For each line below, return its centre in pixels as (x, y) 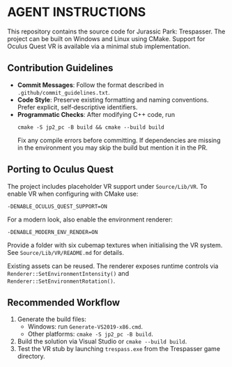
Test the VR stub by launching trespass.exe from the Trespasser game (119, 349)
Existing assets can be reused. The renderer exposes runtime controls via (113, 266)
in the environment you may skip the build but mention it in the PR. (112, 148)
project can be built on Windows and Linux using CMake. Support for (106, 38)
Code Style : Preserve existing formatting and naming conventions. (113, 100)
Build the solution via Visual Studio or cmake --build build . (102, 341)
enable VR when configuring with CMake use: (73, 194)
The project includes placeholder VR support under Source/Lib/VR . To (107, 186)
